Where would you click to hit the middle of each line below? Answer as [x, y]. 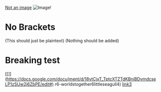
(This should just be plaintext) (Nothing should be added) [62, 40]
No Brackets [30, 27]
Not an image [18, 8]
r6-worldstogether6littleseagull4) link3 [93, 84]
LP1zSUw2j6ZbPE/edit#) [30, 84]
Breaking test [32, 60]
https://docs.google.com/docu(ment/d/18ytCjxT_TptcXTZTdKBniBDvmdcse [81, 79]
